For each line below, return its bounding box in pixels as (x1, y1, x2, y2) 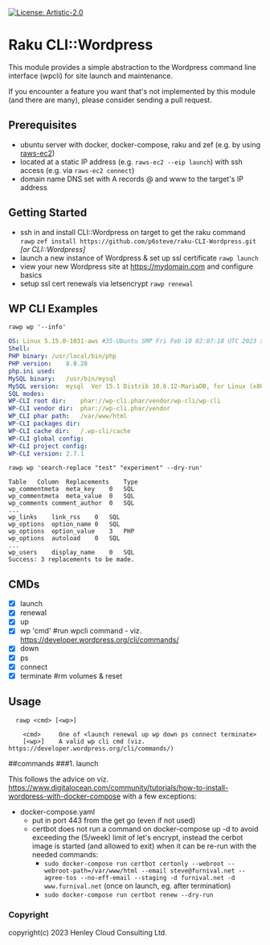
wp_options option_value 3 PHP (8, 527, 135, 535)
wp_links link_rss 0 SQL (8, 514, 121, 522)
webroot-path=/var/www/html (43, 866, 138, 875)
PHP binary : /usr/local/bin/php (8, 353, 117, 361)
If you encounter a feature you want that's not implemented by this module (8, 86, 256, 96)
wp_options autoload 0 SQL (8, 534, 121, 543)
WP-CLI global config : (8, 435, 84, 443)
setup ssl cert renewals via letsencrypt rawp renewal (19, 279, 194, 288)
